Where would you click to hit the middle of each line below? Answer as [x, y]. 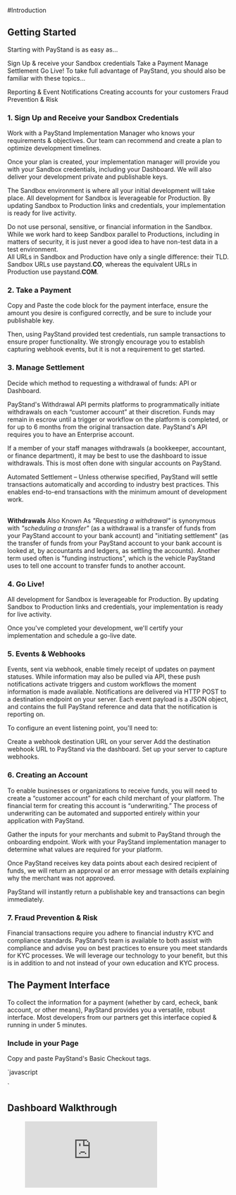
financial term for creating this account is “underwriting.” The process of [112, 805]
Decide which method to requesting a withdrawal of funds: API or [102, 383]
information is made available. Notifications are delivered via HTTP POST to [117, 692]
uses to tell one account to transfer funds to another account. [97, 566]
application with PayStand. [46, 820]
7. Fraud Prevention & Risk [52, 917]
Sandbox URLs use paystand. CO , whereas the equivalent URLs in [102, 264]
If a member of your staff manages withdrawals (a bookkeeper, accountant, [117, 448]
